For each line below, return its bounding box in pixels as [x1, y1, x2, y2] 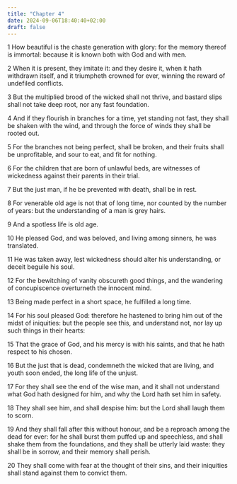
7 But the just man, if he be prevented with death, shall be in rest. [7, 185, 197, 194]
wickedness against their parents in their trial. [7, 171, 140, 180]
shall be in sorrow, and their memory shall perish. [7, 447, 151, 456]
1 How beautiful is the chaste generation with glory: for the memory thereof [7, 43, 226, 52]
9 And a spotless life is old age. [7, 220, 99, 229]
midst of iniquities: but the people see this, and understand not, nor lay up [7, 319, 223, 328]
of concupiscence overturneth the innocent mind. [7, 284, 152, 292]
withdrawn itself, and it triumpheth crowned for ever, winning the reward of [7, 71, 226, 80]
